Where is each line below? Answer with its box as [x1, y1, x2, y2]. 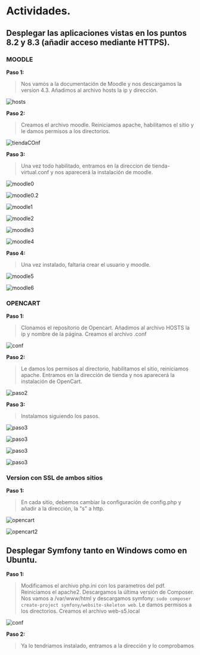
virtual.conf [20, 168, 50, 175]
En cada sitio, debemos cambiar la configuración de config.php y [20, 499, 181, 506]
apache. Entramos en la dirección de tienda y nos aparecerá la [20, 372, 175, 379]
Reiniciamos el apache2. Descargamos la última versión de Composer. [20, 589, 195, 596]
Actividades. [6, 4, 71, 18]
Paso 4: [6, 249, 26, 257]
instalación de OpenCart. [20, 378, 82, 385]
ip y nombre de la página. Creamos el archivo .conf [20, 330, 147, 338]
